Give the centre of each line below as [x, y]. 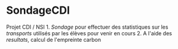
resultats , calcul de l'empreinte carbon [54, 39]
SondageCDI [38, 10]
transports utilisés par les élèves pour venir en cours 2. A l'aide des [89, 33]
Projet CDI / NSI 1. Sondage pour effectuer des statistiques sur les [87, 27]
